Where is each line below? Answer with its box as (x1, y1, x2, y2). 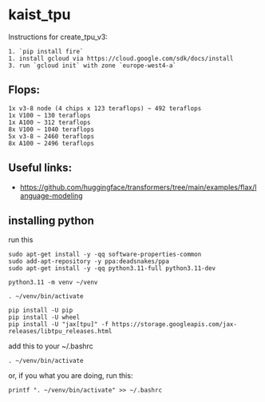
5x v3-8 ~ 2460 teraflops (8, 132, 94, 141)
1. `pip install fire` (8, 47, 84, 55)
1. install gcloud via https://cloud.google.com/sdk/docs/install (8, 54, 234, 62)
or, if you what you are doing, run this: (8, 371, 133, 380)
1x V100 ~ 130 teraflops (8, 111, 91, 119)
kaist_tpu (8, 6, 71, 24)
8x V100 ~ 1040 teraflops (8, 125, 94, 133)
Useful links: (8, 161, 73, 175)
